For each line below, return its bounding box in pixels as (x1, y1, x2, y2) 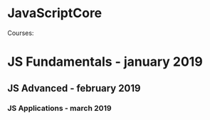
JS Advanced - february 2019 (7, 82, 141, 94)
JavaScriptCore (7, 5, 103, 21)
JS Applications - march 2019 (7, 104, 112, 114)
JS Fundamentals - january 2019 (7, 54, 203, 70)
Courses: (7, 29, 34, 37)
